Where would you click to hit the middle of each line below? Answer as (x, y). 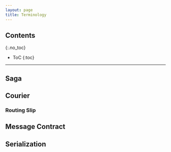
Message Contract (35, 127)
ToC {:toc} (23, 58)
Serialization (26, 144)
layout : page (19, 10)
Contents (20, 35)
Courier (18, 96)
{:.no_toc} (16, 48)
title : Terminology (26, 15)
